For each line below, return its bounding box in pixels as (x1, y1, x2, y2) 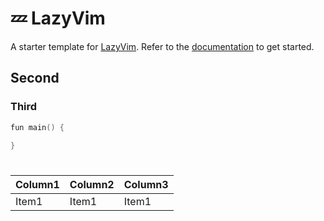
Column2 (69, 177, 115, 191)
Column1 (15, 177, 60, 191)
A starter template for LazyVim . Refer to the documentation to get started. (10, 40, 315, 52)
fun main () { (10, 122, 65, 132)
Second (10, 70, 60, 87)
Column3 (123, 177, 169, 191)
